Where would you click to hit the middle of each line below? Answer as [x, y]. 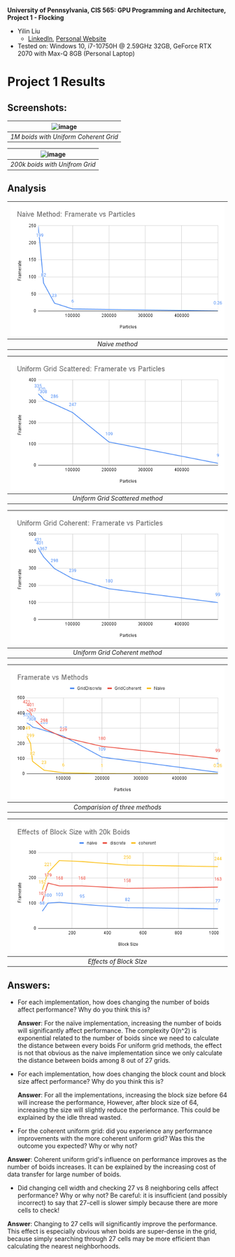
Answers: [29, 985]
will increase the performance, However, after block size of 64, [108, 1103]
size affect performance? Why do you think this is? [91, 1082]
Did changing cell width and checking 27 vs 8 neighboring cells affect [118, 1188]
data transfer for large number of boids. [64, 1174]
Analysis [27, 188]
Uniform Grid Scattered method [117, 498]
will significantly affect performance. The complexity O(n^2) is [107, 1031]
